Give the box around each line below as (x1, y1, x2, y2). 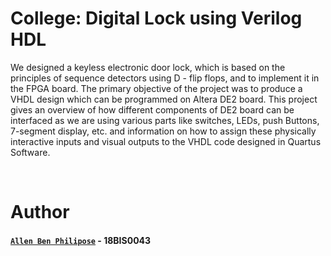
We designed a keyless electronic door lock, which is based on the (10, 61, 286, 73)
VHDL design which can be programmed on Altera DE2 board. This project (10, 93, 318, 105)
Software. (10, 146, 51, 158)
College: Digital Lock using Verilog (10, 7, 303, 30)
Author (10, 201, 70, 224)
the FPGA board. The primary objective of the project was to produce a (10, 82, 303, 94)
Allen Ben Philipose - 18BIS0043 (10, 234, 152, 246)
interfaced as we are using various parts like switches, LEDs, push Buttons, (10, 114, 320, 126)
